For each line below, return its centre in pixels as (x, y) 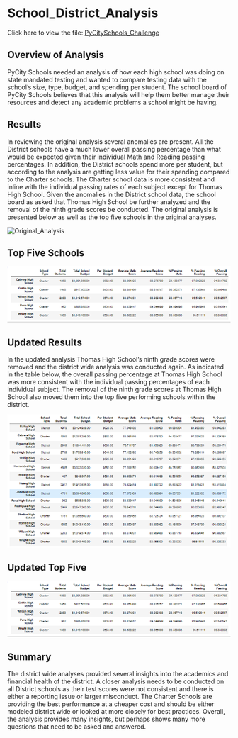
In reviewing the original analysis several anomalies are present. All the (110, 141)
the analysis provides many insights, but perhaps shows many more (106, 719)
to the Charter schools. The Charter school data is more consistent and (111, 179)
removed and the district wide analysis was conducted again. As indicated (116, 367)
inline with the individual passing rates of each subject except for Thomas (115, 186)
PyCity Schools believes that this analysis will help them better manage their (119, 94)
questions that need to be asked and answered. (77, 727)
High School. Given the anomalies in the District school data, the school (112, 194)
